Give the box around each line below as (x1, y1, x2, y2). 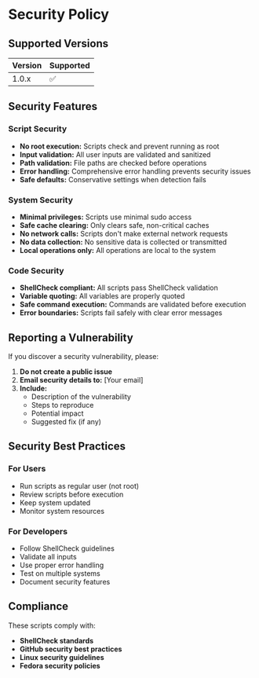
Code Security (8, 265, 64, 276)
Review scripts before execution (19, 489, 124, 499)
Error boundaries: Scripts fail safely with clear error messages (19, 308, 223, 317)
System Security (8, 194, 73, 205)
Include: (19, 383, 48, 394)
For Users (8, 464, 46, 475)
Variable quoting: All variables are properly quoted (19, 291, 185, 301)
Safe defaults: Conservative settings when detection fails (19, 174, 206, 184)
